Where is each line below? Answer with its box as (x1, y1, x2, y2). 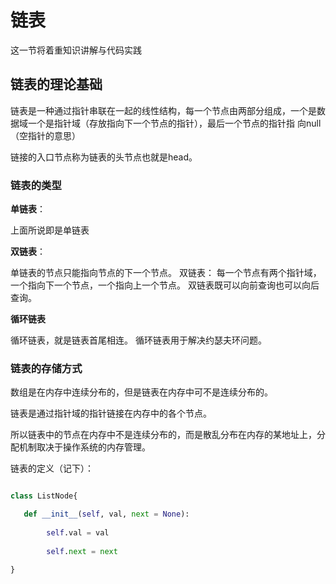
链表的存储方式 (10, 361, 83, 375)
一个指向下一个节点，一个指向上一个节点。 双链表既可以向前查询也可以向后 (10, 279, 320, 291)
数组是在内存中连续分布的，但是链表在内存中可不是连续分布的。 (10, 386, 273, 398)
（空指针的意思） (10, 129, 81, 141)
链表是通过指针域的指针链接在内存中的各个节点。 (10, 407, 212, 420)
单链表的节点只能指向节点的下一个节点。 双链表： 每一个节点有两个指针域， (10, 267, 322, 279)
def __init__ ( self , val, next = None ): (23, 509, 190, 520)
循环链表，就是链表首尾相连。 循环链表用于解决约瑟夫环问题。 (10, 334, 267, 346)
